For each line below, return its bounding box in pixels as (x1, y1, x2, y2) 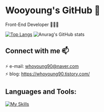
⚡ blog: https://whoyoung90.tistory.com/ (5, 71, 90, 77)
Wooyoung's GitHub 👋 (5, 5, 100, 16)
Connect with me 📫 (5, 47, 70, 55)
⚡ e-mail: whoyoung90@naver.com (5, 63, 79, 69)
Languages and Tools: (5, 88, 77, 96)
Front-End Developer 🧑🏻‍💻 (5, 21, 59, 27)
